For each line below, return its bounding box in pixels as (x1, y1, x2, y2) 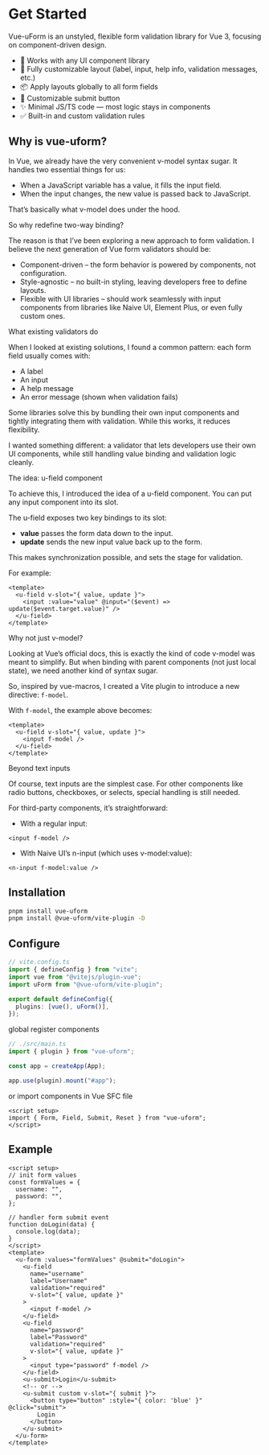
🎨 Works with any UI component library (19, 56, 150, 65)
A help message (19, 383, 74, 393)
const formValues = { (8, 1178, 81, 1186)
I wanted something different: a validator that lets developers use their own (8, 440, 257, 450)
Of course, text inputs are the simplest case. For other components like (8, 778, 243, 789)
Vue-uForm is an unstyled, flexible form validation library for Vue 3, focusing (8, 31, 262, 41)
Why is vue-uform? (8, 134, 108, 149)
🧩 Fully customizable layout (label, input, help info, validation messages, (19, 64, 259, 73)
